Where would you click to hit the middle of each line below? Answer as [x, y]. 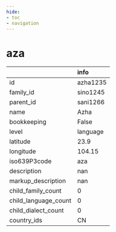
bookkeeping [28, 122]
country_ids [26, 220]
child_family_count [35, 191]
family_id [22, 93]
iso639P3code [31, 161]
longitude [23, 151]
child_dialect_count [37, 211]
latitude [20, 142]
